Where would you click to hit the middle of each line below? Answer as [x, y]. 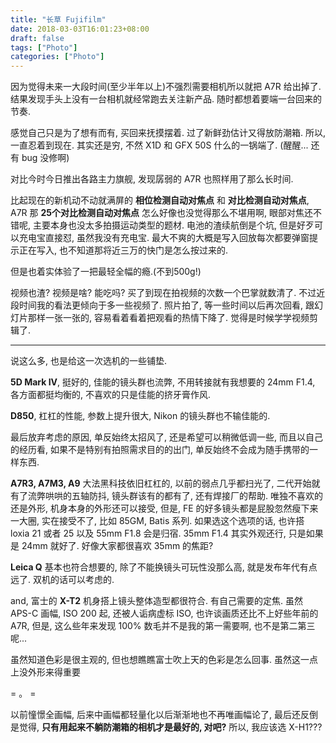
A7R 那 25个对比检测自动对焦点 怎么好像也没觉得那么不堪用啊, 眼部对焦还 [161, 213]
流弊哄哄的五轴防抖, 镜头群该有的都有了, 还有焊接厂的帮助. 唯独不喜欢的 [175, 496]
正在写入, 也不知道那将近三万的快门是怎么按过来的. [123, 250]
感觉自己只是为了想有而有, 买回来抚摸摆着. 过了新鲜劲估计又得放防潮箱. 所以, [168, 133]
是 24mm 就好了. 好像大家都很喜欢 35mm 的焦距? [112, 546]
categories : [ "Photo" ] [57, 57]
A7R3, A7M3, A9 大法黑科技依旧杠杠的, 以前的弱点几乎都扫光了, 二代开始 [161, 483]
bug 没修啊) [45, 158]
